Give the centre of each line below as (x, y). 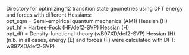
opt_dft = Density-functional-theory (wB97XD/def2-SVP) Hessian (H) (91, 34)
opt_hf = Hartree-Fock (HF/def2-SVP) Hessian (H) (68, 27)
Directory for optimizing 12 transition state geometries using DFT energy (94, 9)
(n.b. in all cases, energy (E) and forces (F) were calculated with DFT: (91, 40)
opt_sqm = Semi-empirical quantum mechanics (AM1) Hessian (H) (87, 21)
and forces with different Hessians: (49, 15)
